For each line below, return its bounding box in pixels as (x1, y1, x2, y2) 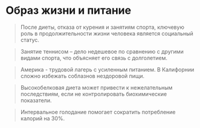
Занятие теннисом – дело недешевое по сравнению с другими (20, 47, 184, 55)
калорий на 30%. (20, 115, 65, 122)
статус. (20, 36, 40, 43)
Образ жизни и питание (5, 4, 131, 17)
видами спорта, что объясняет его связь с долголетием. (20, 54, 167, 61)
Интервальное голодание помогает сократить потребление (20, 108, 176, 115)
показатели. (20, 97, 52, 104)
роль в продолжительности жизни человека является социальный (20, 29, 194, 37)
